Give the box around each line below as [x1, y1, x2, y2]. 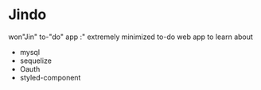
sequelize [19, 56, 52, 65]
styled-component [19, 72, 81, 82]
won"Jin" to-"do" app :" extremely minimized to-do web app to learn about [8, 32, 253, 41]
